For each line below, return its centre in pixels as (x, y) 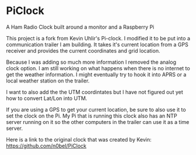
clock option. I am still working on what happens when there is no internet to (98, 68)
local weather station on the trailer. (48, 81)
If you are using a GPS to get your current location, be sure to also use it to (96, 109)
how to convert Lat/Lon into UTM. (47, 98)
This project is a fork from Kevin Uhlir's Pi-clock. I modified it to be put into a (98, 38)
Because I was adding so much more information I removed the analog (91, 62)
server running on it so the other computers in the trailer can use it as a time (98, 122)
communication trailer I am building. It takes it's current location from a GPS (97, 44)
